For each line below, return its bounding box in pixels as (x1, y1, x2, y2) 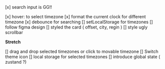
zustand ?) (5, 59, 27, 65)
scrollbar (5, 30, 23, 35)
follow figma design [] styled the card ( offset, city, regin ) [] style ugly (5, 24, 148, 30)
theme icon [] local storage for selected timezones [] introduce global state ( (5, 54, 161, 60)
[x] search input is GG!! (5, 4, 52, 10)
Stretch (5, 39, 21, 45)
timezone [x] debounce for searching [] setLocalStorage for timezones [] (5, 19, 153, 25)
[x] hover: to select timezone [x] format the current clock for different (5, 14, 146, 19)
